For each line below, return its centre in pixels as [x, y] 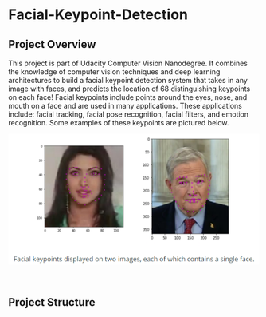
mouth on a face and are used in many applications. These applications [125, 106]
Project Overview [52, 44]
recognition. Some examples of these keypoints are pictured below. [119, 123]
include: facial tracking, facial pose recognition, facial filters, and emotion [129, 114]
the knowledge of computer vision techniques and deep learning [114, 72]
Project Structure [52, 302]
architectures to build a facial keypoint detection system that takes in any [128, 80]
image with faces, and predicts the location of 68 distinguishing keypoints [129, 89]
